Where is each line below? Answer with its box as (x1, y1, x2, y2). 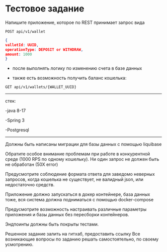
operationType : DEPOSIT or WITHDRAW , (5, 47, 83, 52)
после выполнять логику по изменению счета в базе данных (12, 65, 143, 71)
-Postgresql (5, 127, 29, 133)
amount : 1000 (5, 52, 32, 57)
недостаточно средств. (5, 182, 55, 188)
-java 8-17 (5, 108, 26, 114)
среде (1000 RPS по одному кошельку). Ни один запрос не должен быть (5, 156, 160, 162)
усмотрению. (5, 242, 34, 248)
